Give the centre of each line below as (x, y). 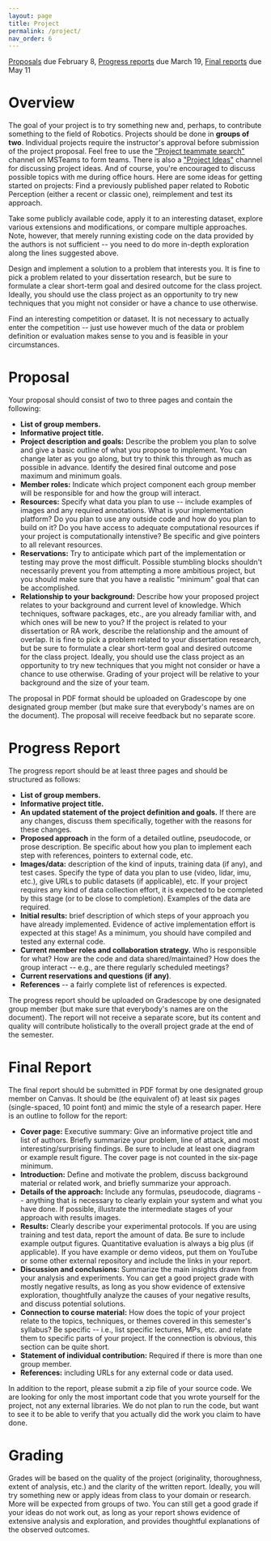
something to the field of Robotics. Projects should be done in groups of (129, 134)
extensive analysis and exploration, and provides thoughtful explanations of (134, 1521)
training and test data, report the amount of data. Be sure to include (132, 1235)
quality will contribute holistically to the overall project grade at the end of (131, 1026)
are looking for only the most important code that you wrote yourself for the (134, 1397)
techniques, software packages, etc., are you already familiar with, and (138, 614)
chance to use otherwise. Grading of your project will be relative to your (140, 674)
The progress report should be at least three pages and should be (118, 771)
